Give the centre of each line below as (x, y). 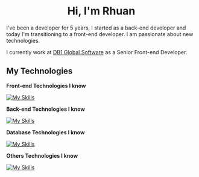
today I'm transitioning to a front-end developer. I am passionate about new (100, 34)
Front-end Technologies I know (46, 85)
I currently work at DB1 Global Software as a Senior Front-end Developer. (97, 52)
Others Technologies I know (42, 155)
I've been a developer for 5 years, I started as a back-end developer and (96, 28)
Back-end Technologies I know (46, 109)
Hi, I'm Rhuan (101, 11)
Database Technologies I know (46, 132)
